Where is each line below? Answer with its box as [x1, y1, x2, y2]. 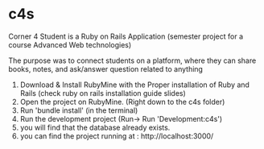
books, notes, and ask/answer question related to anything [8, 64, 204, 73]
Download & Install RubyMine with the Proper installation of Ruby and [19, 80, 250, 89]
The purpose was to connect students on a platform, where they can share [8, 56, 257, 65]
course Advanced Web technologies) [8, 39, 132, 49]
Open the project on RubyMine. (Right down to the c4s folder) [19, 97, 225, 106]
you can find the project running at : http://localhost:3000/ [19, 130, 214, 141]
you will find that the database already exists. [19, 122, 171, 132]
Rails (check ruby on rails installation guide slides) [19, 88, 187, 97]
